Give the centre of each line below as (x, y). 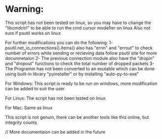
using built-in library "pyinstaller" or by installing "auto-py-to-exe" (72, 74)
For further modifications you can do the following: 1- (59, 42)
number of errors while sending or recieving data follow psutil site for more (81, 53)
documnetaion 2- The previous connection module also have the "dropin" (80, 58)
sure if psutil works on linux (33, 33)
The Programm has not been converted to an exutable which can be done (80, 69)
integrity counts (21, 122)
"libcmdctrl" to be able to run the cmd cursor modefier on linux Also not (78, 28)
